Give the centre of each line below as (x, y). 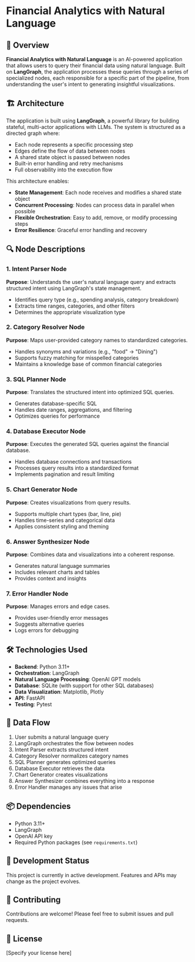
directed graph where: (33, 133)
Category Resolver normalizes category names (71, 756)
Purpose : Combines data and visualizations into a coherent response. (90, 554)
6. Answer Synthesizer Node (48, 541)
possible (25, 211)
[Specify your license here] (39, 953)
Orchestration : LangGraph (47, 673)
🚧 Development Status (48, 861)
